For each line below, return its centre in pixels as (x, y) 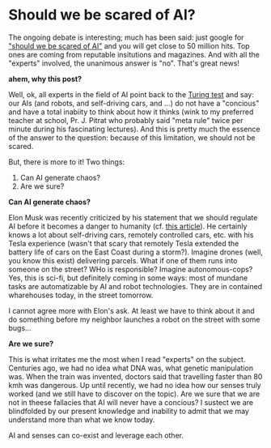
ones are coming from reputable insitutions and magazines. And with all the (134, 54)
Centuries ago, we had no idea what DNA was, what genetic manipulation (131, 368)
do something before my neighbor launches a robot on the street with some (134, 319)
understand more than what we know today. (82, 420)
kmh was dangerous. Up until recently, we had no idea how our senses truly (135, 385)
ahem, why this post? (45, 79)
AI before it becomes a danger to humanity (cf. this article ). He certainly (128, 226)
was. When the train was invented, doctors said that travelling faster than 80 (135, 376)
